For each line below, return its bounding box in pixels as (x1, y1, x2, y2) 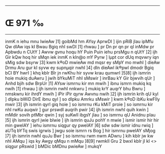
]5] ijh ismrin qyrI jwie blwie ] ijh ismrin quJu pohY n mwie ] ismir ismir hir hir (5, 117, 159, 123)
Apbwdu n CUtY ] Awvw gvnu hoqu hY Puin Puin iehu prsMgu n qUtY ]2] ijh (5, 49, 158, 55)
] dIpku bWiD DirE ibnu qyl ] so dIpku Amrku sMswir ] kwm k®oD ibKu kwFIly (5, 96, 160, 102)
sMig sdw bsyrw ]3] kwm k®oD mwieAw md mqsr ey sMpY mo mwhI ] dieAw (5, 59, 160, 65)
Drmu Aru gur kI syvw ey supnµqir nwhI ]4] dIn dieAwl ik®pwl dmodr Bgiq (5, 65, 154, 71)
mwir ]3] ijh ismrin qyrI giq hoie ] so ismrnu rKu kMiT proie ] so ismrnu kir (5, 101, 153, 107)
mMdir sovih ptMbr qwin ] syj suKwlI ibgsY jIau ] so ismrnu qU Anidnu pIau (5, 112, 156, 117)
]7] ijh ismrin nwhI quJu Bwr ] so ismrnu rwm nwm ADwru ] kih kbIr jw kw (5, 133, 154, 139)
